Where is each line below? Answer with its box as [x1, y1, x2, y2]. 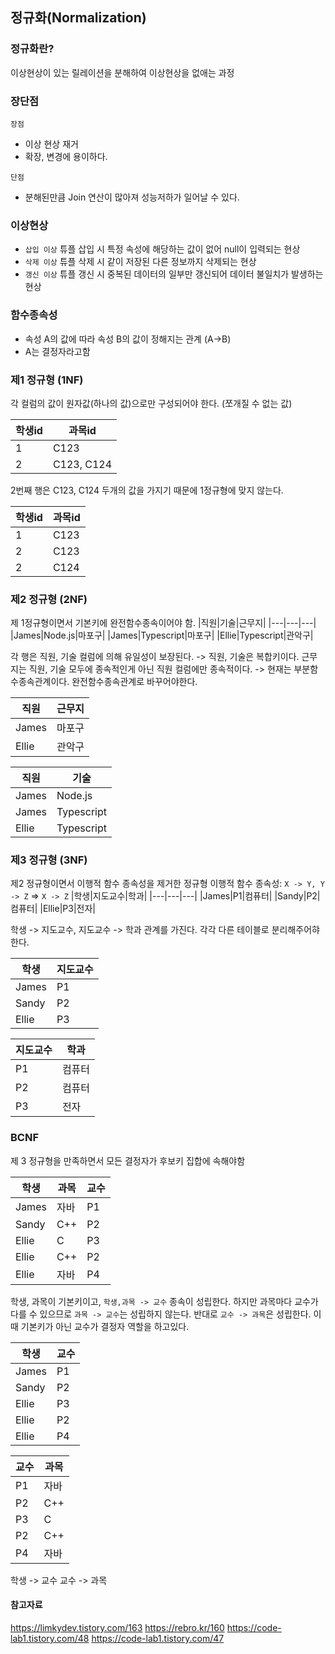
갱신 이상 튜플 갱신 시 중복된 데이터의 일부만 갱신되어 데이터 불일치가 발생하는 [24, 268, 324, 280]
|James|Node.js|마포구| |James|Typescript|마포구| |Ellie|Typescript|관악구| [10, 629, 314, 642]
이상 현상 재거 [24, 138, 79, 150]
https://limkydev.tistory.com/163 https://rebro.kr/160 [10, 1621, 225, 1633]
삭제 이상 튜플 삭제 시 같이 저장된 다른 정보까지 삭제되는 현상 [24, 256, 257, 268]
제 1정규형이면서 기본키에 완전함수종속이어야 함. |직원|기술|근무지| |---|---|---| [10, 617, 317, 629]
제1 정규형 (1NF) [10, 373, 84, 387]
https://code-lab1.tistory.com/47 [91, 1632, 225, 1644]
